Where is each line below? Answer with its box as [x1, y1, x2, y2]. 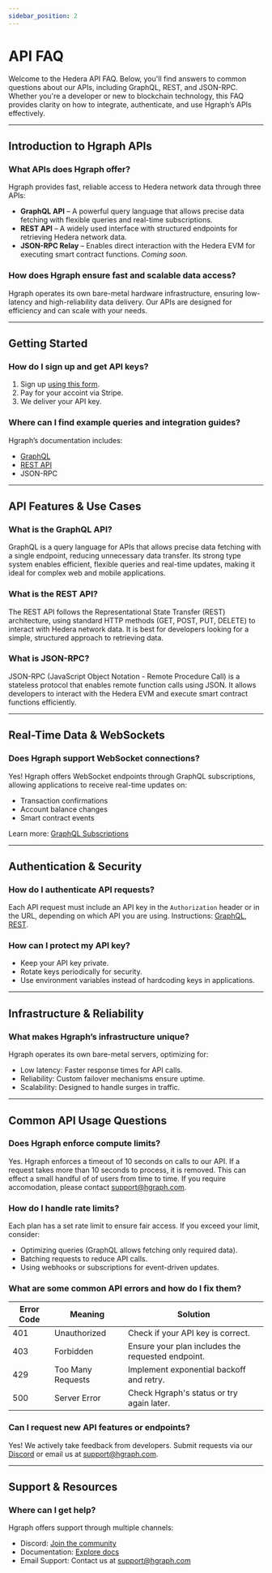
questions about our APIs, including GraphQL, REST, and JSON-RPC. [8, 82, 239, 92]
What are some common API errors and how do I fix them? [8, 1283, 241, 1295]
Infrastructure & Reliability [8, 1006, 144, 1020]
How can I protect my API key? [8, 940, 131, 951]
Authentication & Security [8, 860, 142, 873]
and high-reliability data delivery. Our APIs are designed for [34, 297, 232, 307]
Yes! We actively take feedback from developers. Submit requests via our [8, 1440, 253, 1450]
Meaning [70, 1308, 105, 1320]
